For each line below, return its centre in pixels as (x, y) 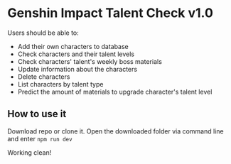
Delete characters (44, 77)
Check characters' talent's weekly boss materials (90, 61)
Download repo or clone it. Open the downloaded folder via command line (116, 131)
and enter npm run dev (40, 138)
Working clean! (29, 152)
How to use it (37, 114)
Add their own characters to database (73, 46)
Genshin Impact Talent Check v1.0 (110, 13)
